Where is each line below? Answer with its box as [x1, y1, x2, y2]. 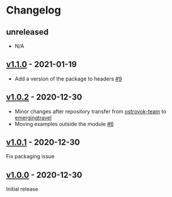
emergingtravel [14, 114, 52, 121]
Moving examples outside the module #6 [14, 120, 114, 127]
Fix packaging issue [6, 153, 55, 160]
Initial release [6, 186, 38, 193]
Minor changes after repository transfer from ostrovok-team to [14, 108, 167, 115]
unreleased [6, 27, 49, 37]
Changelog [6, 4, 61, 17]
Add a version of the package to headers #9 [14, 75, 123, 82]
